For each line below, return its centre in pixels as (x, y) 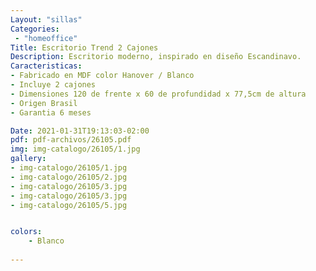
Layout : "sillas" (46, 19)
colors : (26, 232)
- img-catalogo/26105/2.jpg (69, 177)
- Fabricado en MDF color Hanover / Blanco (102, 76)
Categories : (35, 29)
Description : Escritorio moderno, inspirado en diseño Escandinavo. (156, 57)
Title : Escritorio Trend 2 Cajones (84, 47)
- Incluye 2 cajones (53, 85)
